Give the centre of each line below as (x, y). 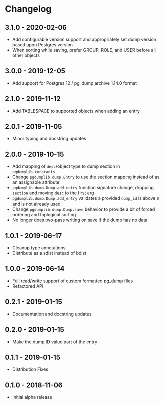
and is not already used (36, 204)
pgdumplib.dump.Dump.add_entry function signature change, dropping (83, 188)
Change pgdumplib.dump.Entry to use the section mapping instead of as (86, 177)
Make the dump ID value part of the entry (55, 342)
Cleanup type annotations (39, 248)
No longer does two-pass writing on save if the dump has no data (80, 220)
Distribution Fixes (30, 369)
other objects (26, 55)
